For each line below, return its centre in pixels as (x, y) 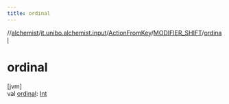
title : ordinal (29, 13)
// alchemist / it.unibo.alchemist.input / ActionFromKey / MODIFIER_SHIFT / (106, 33)
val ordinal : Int (27, 93)
